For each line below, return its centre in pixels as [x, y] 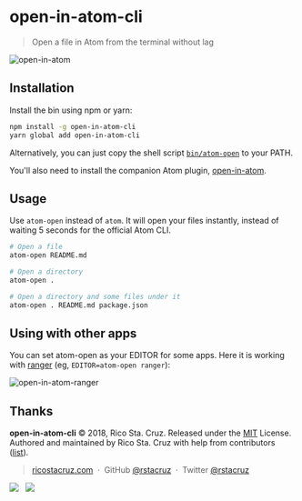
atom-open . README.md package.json [79, 305]
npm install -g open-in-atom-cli [73, 126]
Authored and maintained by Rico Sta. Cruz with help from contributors [142, 443]
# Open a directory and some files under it [95, 296]
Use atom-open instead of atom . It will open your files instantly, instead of [144, 221]
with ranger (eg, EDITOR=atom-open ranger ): [90, 365]
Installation [42, 88]
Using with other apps [73, 333]
